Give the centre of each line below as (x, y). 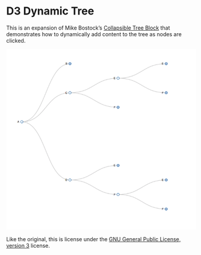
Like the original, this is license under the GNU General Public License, (94, 239)
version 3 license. (28, 246)
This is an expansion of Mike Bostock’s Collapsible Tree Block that (88, 28)
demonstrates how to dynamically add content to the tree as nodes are (94, 34)
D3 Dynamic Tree (50, 11)
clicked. (16, 40)
